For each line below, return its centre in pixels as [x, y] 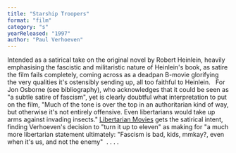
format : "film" [30, 20]
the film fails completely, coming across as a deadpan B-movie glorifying [113, 75]
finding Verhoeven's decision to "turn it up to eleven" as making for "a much [118, 127]
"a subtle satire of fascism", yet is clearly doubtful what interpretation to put [117, 97]
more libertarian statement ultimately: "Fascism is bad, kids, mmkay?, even [116, 135]
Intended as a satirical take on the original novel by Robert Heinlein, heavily [116, 60]
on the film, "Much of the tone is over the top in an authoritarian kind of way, [118, 105]
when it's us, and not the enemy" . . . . [63, 142]
